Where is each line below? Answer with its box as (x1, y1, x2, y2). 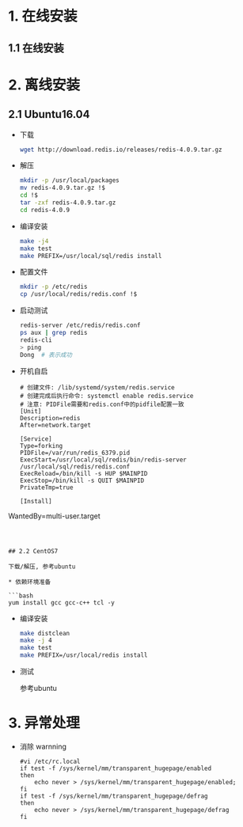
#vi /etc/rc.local (19, 757, 81, 766)
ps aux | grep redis (19, 329, 88, 337)
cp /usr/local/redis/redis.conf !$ (19, 290, 138, 298)
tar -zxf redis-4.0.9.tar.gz (19, 199, 116, 207)
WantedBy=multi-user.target (8, 511, 101, 521)
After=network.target (19, 421, 91, 429)
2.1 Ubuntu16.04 (8, 108, 90, 121)
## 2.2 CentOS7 (8, 547, 59, 555)
